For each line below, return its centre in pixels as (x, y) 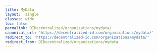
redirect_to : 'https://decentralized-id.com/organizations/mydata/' (77, 38)
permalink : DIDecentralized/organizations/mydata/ (58, 28)
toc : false (16, 24)
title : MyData (20, 10)
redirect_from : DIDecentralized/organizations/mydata (62, 42)
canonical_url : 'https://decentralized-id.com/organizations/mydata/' (79, 33)
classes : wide (20, 19)
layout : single (22, 14)
